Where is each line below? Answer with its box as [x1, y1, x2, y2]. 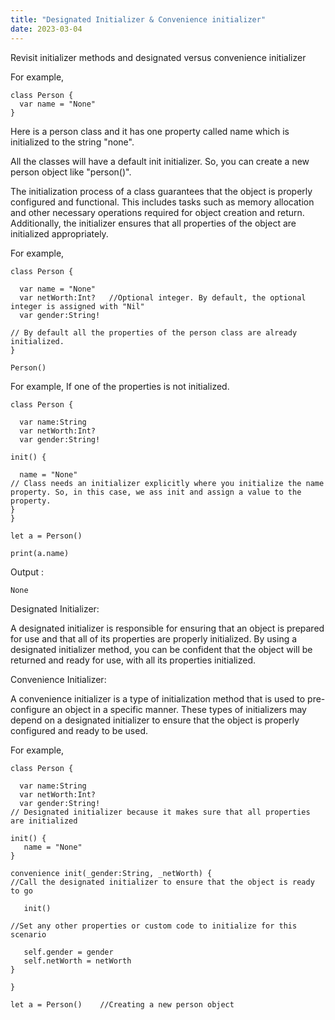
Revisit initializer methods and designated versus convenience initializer [10, 51, 307, 63]
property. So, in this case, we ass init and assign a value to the [10, 487, 302, 497]
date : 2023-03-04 [10, 24, 83, 34]
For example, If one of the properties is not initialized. [10, 380, 230, 392]
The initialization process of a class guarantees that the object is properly [10, 185, 313, 197]
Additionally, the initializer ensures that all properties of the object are [10, 217, 297, 229]
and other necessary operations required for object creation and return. [10, 206, 305, 218]
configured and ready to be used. [10, 724, 148, 736]
